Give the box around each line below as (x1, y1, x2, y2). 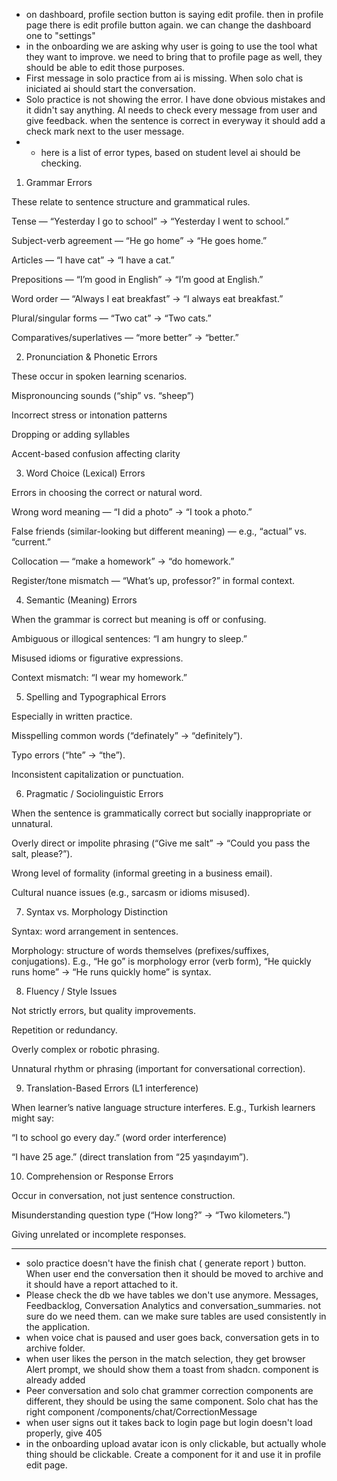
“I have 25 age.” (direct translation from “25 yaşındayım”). (11, 1151, 249, 1163)
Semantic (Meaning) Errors (25, 594, 138, 606)
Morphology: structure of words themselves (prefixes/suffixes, (11, 945, 270, 956)
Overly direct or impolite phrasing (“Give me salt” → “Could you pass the (11, 837, 311, 849)
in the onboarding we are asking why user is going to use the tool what (25, 40, 318, 52)
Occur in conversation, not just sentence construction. (11, 1190, 236, 1201)
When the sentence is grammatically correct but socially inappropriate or (11, 807, 312, 819)
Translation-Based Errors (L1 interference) (25, 1082, 199, 1094)
